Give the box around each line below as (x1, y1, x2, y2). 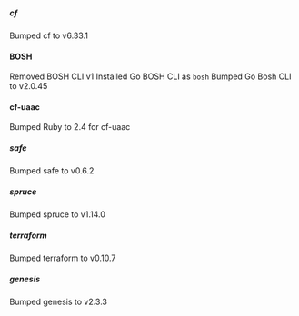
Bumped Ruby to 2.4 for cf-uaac (9, 122, 131, 133)
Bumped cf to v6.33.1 (9, 30, 89, 41)
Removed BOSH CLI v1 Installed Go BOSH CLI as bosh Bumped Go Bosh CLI (9, 71, 292, 82)
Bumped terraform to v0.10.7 (9, 252, 116, 263)
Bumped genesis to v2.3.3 (9, 296, 107, 308)
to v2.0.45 (9, 81, 48, 92)
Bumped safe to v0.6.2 (9, 165, 95, 176)
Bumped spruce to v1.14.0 (9, 209, 106, 220)
